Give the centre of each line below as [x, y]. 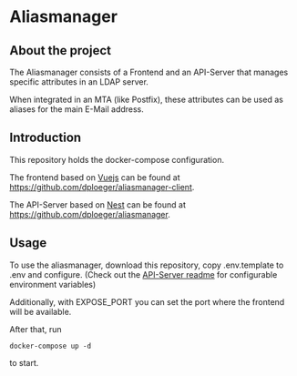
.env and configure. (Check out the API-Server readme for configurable [143, 274]
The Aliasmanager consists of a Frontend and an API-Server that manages [149, 72]
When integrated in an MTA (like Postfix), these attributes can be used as [147, 99]
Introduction [46, 138]
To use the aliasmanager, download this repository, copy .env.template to [147, 265]
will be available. [41, 311]
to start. [24, 362]
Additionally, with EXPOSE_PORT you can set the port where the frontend [147, 301]
